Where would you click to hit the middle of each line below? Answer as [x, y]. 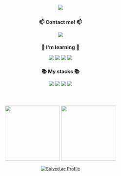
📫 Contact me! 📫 [60, 22]
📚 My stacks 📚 [60, 71]
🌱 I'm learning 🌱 [60, 47]
